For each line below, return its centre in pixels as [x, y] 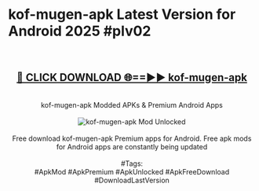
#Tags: [132, 163]
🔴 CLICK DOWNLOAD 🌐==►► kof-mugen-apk [132, 77]
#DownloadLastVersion [132, 180]
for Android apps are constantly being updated [132, 146]
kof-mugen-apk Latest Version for [122, 15]
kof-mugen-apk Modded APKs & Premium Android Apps [132, 105]
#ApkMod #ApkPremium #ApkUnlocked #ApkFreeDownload [132, 171]
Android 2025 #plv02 [80, 31]
